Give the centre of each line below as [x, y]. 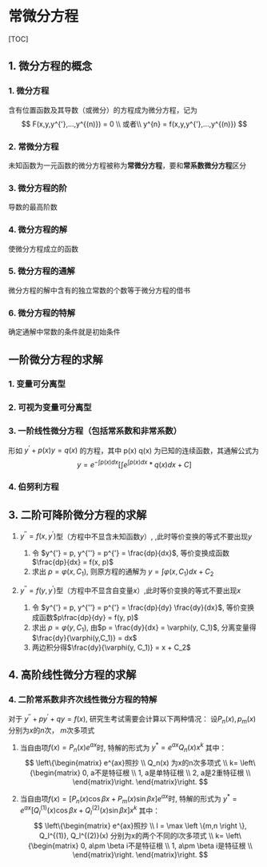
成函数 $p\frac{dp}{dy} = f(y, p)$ [85, 617]
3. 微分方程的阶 [38, 188]
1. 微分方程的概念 [50, 66]
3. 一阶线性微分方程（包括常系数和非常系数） [95, 431]
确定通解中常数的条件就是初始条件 [64, 332]
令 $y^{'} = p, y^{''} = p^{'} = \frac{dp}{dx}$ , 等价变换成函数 [131, 553]
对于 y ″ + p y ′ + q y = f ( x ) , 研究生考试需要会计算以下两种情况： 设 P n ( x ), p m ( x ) [132, 719]
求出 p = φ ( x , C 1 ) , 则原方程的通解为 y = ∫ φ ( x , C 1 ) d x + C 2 [123, 573]
